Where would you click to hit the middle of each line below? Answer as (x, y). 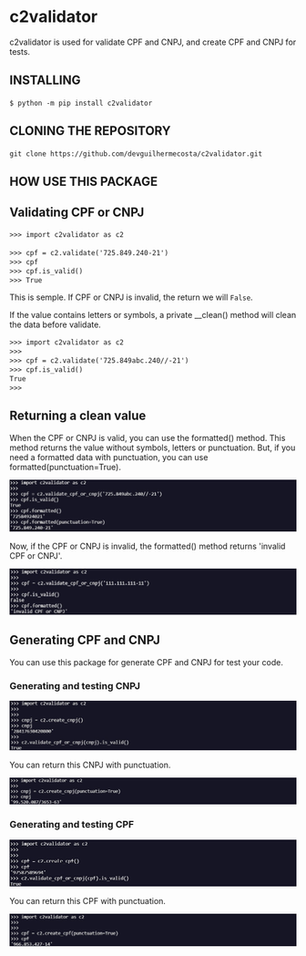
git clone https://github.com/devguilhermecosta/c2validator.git (136, 154)
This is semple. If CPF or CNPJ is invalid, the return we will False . (131, 297)
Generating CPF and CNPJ (85, 640)
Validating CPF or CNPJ (77, 213)
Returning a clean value (78, 416)
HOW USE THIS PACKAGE (83, 181)
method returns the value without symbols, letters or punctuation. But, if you (153, 447)
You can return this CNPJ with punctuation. (90, 765)
